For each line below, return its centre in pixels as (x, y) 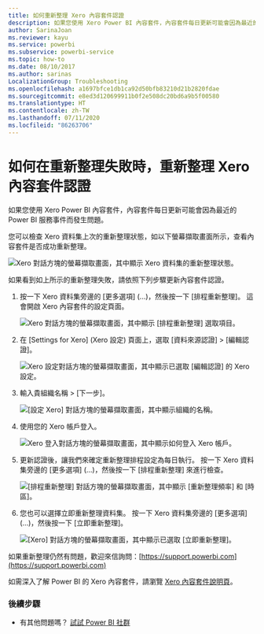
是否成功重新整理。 (60, 246)
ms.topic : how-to (37, 60)
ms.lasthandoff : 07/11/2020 (54, 118)
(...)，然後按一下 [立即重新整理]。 (73, 523)
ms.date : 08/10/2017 (42, 67)
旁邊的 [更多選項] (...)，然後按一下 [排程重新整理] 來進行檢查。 (127, 469)
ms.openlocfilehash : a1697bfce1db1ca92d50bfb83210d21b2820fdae (114, 89)
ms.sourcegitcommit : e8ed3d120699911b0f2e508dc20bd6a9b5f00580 (114, 96)
